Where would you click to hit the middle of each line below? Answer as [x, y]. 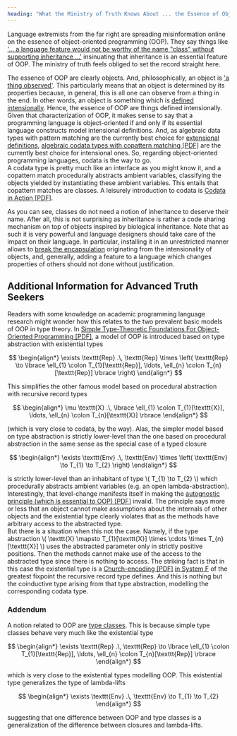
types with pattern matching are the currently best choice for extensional [114, 138]
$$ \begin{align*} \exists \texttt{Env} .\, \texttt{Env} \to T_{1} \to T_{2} [119, 696]
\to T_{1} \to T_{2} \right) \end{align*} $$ [119, 465]
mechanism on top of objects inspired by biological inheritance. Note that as [118, 226]
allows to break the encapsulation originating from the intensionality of [110, 249]
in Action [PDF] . [30, 198]
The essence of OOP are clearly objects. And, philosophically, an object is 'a [118, 78]
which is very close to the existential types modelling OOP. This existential [115, 675]
